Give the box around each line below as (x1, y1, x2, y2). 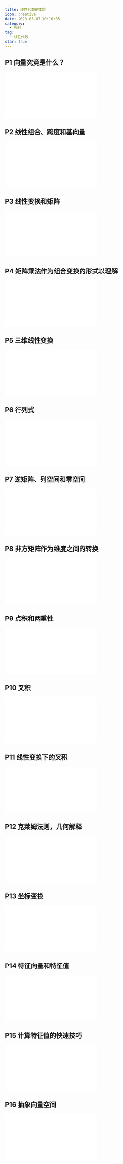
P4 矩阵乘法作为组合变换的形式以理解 (5, 267, 118, 275)
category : (5, 21, 25, 26)
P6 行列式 (5, 406, 35, 414)
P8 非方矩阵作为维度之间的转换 (5, 545, 99, 553)
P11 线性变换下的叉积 (5, 753, 68, 762)
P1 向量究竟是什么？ (5, 58, 65, 67)
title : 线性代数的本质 (5, 7, 46, 12)
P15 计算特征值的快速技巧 (5, 1031, 82, 1040)
